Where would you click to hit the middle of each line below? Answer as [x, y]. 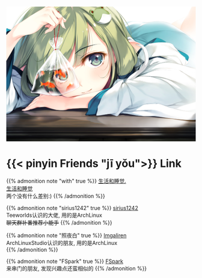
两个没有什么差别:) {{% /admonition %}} [56, 196]
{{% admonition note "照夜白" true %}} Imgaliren [66, 235]
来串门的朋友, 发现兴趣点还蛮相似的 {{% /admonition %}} [77, 268]
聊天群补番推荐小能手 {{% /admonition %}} [59, 222]
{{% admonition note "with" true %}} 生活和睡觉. [66, 181]
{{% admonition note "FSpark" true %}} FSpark [65, 261]
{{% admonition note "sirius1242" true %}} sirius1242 [72, 208]
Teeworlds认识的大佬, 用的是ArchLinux [54, 215]
